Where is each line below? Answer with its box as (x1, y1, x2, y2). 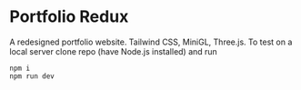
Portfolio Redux (9, 6, 129, 27)
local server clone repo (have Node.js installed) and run (9, 45, 218, 56)
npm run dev (9, 71, 55, 81)
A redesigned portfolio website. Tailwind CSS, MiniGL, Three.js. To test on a (9, 36, 293, 47)
